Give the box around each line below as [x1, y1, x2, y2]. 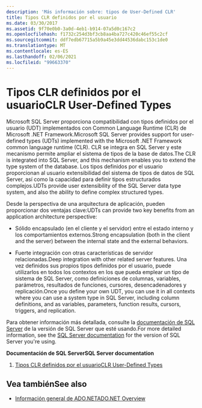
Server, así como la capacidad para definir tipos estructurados [6, 176, 161, 183]
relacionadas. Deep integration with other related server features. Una [14, 256, 188, 263]
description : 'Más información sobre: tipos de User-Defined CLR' [6, 8, 176, 15]
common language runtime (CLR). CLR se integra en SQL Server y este [6, 144, 182, 151]
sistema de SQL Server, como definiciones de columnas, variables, [14, 275, 181, 282]
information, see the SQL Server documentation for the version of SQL [6, 331, 180, 339]
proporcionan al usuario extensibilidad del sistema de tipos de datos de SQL [6, 170, 195, 177]
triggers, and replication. [14, 307, 76, 314]
